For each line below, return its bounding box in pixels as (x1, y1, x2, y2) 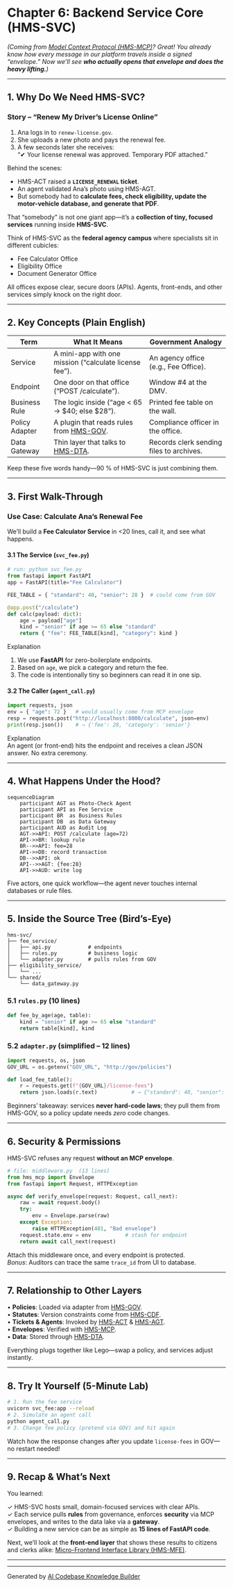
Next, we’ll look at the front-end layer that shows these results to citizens (7, 1538, 218, 1547)
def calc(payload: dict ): (7, 610, 82, 618)
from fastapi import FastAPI (7, 573, 92, 579)
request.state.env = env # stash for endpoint (19, 1231, 188, 1238)
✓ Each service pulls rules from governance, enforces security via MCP (7, 1510, 215, 1519)
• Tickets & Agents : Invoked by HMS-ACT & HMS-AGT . (7, 1318, 166, 1326)
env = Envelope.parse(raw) (32, 1212, 110, 1219)
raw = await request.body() (19, 1199, 101, 1206)
